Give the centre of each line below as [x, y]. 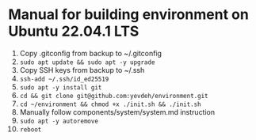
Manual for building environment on [129, 15]
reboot [31, 129]
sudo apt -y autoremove [59, 121]
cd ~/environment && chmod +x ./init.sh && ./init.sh [110, 104]
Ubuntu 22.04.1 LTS [74, 31]
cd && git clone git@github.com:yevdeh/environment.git [114, 96]
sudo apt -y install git [61, 87]
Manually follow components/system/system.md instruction [117, 112]
